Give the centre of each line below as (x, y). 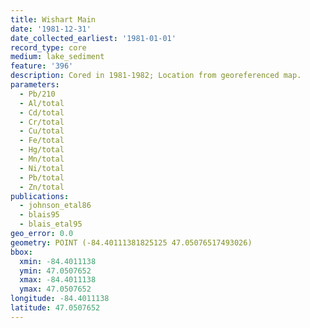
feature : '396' (42, 66)
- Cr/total (42, 122)
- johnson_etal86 (55, 206)
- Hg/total (42, 150)
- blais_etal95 (51, 224)
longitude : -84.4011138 (60, 299)
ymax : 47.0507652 (55, 289)
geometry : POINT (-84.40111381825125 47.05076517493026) (131, 242)
